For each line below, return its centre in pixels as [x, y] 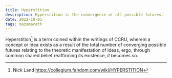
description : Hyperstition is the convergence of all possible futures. [84, 15]
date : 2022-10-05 [24, 19]
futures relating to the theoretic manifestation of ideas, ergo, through [78, 50]
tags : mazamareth [24, 24]
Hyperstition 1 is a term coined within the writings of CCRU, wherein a [78, 39]
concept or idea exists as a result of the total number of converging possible [86, 45]
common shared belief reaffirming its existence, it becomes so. [72, 55]
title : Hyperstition [27, 10]
